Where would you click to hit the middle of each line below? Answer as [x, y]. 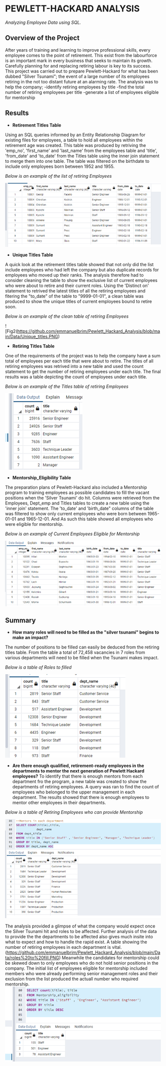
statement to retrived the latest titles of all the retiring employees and [75, 290]
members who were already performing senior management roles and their [82, 974]
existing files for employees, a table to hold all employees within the [74, 140]
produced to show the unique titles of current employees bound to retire [79, 301]
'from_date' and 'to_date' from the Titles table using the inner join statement [82, 156]
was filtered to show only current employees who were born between [76, 513]
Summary [21, 620]
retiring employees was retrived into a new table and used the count [74, 366]
